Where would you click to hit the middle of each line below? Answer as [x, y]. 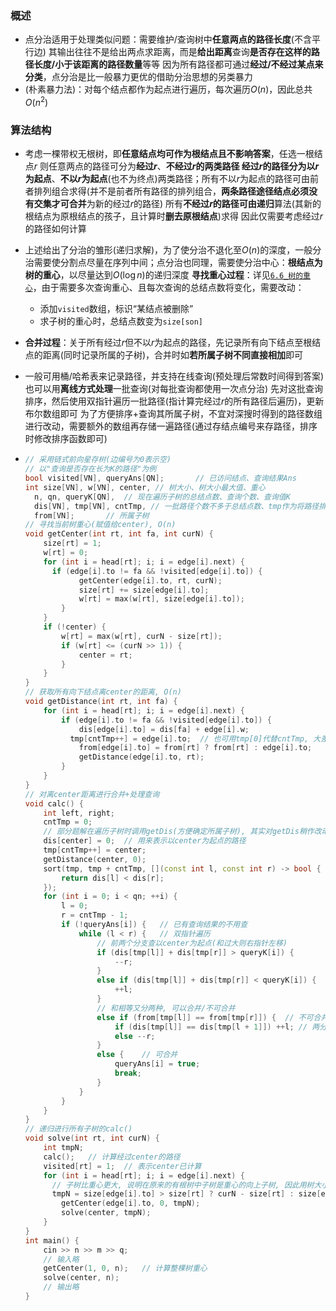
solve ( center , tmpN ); [106, 1213]
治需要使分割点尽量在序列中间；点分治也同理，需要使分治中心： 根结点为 [173, 263]
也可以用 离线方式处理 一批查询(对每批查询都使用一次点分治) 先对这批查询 [173, 389]
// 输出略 [61, 1287]
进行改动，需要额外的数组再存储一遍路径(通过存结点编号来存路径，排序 [171, 426]
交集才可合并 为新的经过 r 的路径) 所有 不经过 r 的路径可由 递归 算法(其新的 [177, 204]
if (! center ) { [75, 627]
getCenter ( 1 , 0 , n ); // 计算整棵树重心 [125, 1268]
